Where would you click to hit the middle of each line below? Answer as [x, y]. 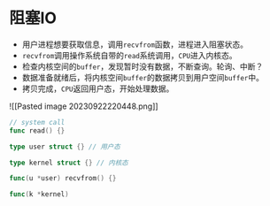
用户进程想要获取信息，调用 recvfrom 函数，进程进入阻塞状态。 [135, 44]
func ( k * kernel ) [39, 195]
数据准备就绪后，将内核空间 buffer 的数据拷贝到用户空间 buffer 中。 [143, 77]
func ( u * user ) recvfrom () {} [63, 179]
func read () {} [37, 130]
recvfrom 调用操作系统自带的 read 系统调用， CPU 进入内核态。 [129, 55]
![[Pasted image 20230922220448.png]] [84, 106]
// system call [37, 122]
